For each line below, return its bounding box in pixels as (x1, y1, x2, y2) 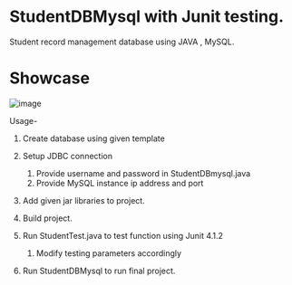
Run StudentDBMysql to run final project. (22, 265, 176, 276)
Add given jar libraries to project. (22, 195, 145, 205)
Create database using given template (22, 133, 165, 144)
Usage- (9, 115, 38, 126)
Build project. (22, 213, 73, 223)
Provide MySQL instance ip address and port (35, 177, 204, 188)
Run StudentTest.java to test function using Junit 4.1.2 (22, 230, 224, 241)
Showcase (9, 68, 91, 89)
